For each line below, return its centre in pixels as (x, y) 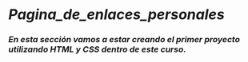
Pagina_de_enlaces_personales (117, 15)
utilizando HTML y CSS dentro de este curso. (97, 49)
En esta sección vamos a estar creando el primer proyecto (124, 40)
